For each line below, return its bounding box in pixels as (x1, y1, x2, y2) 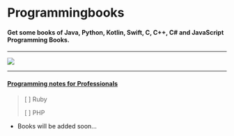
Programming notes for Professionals (7, 79, 118, 87)
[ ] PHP (24, 108, 45, 117)
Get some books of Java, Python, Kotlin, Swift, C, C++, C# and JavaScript (7, 28, 224, 36)
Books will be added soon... (17, 121, 97, 130)
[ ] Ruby (24, 95, 47, 103)
